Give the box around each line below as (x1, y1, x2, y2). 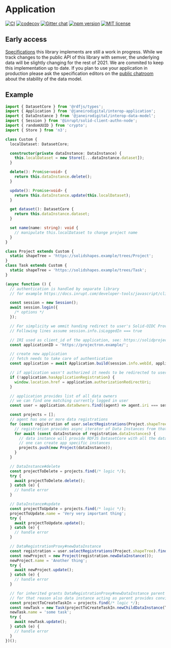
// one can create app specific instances (18, 440, 110, 446)
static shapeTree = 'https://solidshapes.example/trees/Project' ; (10, 253, 154, 259)
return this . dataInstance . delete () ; (14, 174, 93, 179)
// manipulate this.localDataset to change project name (14, 230, 138, 235)
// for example (10, 291, 42, 296)
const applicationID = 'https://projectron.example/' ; (10, 342, 129, 347)
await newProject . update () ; (14, 568, 74, 573)
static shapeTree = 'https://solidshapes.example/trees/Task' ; (10, 268, 147, 273)
